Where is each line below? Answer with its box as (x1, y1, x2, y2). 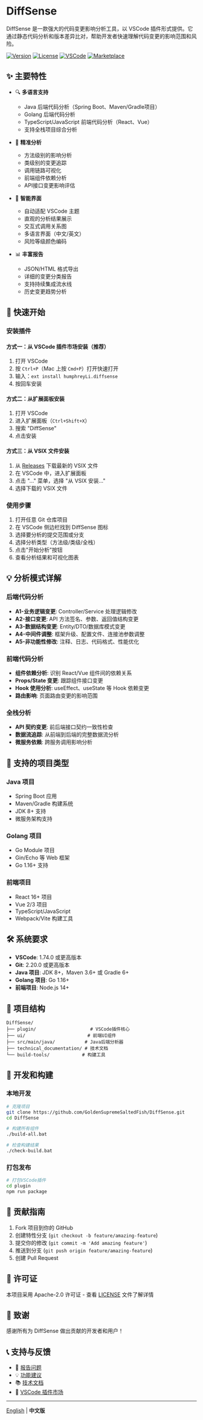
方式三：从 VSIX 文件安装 (6, 447, 69, 454)
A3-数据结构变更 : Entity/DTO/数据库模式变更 (14, 622, 126, 630)
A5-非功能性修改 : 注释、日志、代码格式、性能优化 (14, 637, 140, 645)
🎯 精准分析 (14, 138, 42, 146)
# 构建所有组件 (6, 1126, 39, 1132)
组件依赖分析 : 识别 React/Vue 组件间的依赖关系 (14, 669, 132, 676)
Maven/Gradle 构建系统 (14, 799, 74, 807)
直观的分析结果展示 (24, 215, 72, 222)
